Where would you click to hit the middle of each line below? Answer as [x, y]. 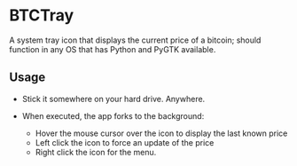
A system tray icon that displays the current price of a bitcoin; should [135, 40]
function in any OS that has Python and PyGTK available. [113, 49]
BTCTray [42, 16]
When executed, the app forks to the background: [113, 115]
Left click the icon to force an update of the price [125, 142]
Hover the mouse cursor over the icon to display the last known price [161, 133]
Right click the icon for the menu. [96, 152]
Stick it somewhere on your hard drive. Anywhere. [113, 99]
